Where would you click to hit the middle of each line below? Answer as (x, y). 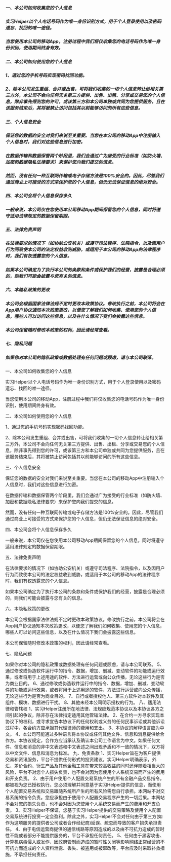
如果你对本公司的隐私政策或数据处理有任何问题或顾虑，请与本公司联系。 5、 (85, 664)
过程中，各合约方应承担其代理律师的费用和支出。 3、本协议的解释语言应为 (83, 728)
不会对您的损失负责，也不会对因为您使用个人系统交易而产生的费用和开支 (80, 804)
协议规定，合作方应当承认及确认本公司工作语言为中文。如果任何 (89, 740)
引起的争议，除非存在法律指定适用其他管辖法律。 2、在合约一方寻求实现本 (87, 715)
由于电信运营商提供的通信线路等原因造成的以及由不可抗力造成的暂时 (93, 829)
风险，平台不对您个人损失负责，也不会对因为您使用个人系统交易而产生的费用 (85, 772)
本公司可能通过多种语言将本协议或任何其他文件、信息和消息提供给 (91, 734)
